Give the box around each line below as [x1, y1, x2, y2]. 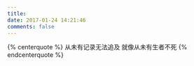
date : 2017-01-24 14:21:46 [7, 17, 86, 24]
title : [7, 10, 27, 17]
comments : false [7, 23, 55, 30]
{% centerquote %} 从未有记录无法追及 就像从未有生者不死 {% [7, 43, 188, 51]
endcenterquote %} [7, 51, 64, 59]
